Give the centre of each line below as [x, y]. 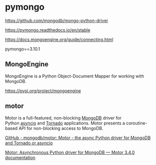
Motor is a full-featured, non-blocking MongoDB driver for [63, 118]
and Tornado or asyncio [29, 143]
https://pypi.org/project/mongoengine [43, 91]
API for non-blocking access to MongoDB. [61, 128]
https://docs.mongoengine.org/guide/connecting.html [59, 39]
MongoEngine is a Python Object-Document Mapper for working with [75, 76]
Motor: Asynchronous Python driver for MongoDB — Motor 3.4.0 [70, 152]
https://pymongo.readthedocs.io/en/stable [48, 30]
